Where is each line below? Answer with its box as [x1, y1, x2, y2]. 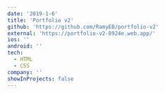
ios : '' [7, 36, 30, 43]
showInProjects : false [7, 75, 74, 83]
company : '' [7, 69, 42, 76]
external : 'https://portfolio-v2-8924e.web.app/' [7, 29, 157, 37]
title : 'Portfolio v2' [7, 17, 74, 24]
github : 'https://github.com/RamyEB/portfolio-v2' [7, 23, 159, 30]
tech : [7, 50, 23, 57]
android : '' [7, 43, 42, 50]
